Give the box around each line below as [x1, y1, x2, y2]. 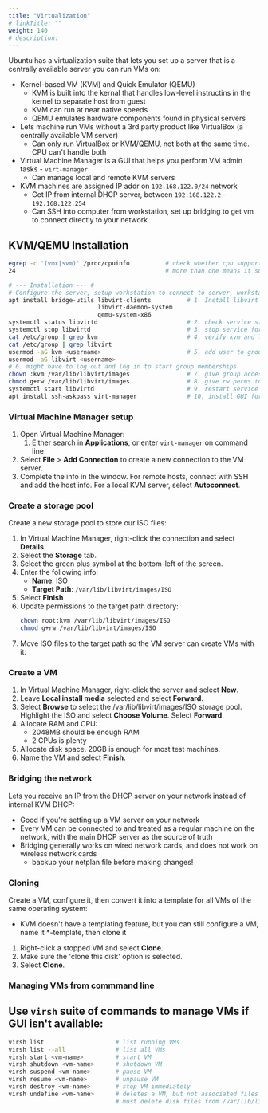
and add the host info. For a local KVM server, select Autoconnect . [19, 480, 241, 490]
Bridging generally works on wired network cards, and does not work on [19, 840, 258, 850]
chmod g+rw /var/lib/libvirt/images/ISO [19, 624, 156, 632]
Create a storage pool [8, 500, 94, 511]
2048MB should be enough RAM [31, 727, 140, 737]
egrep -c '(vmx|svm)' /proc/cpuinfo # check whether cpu [8, 260, 234, 268]
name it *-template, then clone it [19, 928, 127, 938]
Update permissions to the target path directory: [19, 601, 179, 611]
